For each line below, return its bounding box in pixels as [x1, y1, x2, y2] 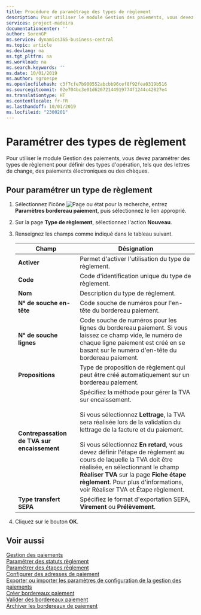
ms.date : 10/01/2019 [6, 70, 58, 76]
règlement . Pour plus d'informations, [80, 478, 184, 486]
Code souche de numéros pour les [80, 316, 177, 324]
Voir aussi [6, 535, 44, 545]
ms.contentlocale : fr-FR [6, 98, 68, 104]
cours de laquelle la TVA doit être [80, 456, 173, 464]
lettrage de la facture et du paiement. [80, 426, 184, 434]
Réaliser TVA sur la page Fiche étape [80, 471, 187, 479]
